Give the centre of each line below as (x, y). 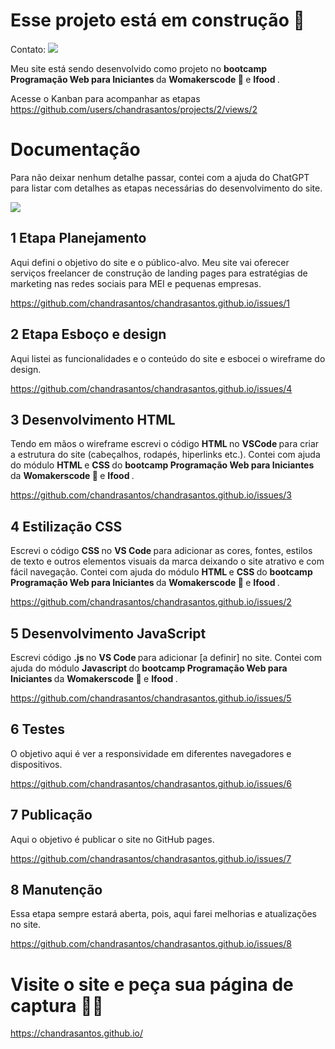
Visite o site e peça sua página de (152, 984)
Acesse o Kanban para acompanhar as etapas (105, 98)
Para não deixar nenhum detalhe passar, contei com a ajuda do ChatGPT (160, 177)
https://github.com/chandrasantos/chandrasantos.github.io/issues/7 (151, 858)
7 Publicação (51, 815)
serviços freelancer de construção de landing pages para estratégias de (159, 273)
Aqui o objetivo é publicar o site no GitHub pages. (112, 839)
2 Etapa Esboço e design (88, 334)
